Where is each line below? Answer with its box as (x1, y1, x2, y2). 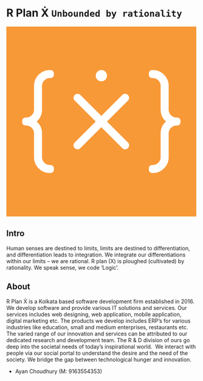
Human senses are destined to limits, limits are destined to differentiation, (6, 244, 190, 252)
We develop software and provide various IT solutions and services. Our (6, 304, 187, 311)
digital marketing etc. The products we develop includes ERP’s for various (6, 317, 191, 324)
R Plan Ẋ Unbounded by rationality (6, 6, 182, 20)
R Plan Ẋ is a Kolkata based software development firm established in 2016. (6, 298, 195, 305)
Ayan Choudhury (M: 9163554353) (15, 368, 102, 375)
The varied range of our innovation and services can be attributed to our (6, 330, 188, 337)
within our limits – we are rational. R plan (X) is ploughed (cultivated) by (6, 257, 185, 264)
